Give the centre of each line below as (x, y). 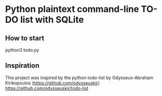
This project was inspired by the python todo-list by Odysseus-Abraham (79, 78)
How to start (25, 38)
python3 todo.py (22, 50)
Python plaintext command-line (72, 9)
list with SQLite (52, 20)
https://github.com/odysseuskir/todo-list (47, 88)
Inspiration (22, 66)
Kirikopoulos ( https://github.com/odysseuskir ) (52, 83)
